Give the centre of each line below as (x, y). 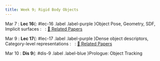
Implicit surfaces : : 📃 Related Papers (44, 29)
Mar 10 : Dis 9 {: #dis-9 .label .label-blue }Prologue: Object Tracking (74, 53)
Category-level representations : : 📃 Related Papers (59, 44)
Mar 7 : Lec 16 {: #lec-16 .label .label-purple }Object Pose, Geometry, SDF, (80, 24)
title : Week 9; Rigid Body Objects (42, 10)
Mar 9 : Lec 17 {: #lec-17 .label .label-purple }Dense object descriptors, (77, 38)
